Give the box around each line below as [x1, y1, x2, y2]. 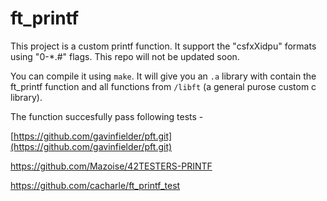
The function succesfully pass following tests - [10, 110, 204, 122]
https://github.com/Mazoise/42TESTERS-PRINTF [10, 160, 213, 172]
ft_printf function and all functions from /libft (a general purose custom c [10, 80, 317, 92]
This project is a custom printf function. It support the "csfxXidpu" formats [10, 40, 317, 52]
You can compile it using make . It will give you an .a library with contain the [10, 70, 317, 82]
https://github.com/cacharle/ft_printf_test [10, 179, 181, 191]
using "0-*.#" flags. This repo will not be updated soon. [10, 50, 240, 62]
